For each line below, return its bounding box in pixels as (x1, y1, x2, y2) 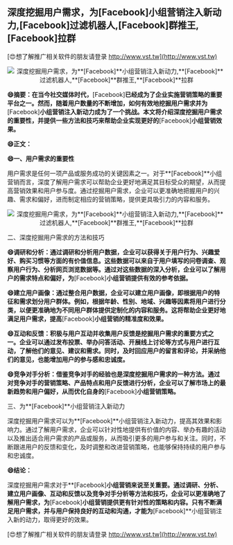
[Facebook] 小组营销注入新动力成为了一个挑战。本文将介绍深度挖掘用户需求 (7, 107, 223, 116)
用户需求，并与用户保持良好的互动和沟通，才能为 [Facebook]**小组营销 (12, 506, 216, 515)
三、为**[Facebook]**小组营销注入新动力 (7, 402, 126, 410)
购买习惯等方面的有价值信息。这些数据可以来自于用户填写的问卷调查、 (19, 256, 220, 265)
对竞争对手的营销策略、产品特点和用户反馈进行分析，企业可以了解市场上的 (7, 378, 220, 386)
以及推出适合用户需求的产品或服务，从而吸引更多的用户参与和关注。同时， (7, 434, 220, 442)
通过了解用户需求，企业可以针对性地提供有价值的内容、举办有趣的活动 (25, 425, 226, 434)
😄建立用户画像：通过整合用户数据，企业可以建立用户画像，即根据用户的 (7, 288, 214, 296)
